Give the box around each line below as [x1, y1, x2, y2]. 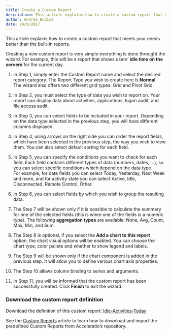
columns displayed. [13, 124, 54, 130]
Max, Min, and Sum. [13, 222, 55, 229]
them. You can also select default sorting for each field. [13, 144, 129, 150]
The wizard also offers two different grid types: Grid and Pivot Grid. [13, 82, 154, 88]
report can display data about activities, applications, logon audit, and [13, 98, 159, 104]
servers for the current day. [6, 62, 64, 68]
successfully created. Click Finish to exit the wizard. [13, 283, 123, 290]
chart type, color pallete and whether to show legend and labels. [13, 243, 149, 249]
